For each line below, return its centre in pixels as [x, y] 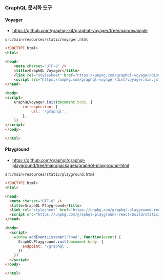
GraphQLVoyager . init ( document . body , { [53, 102]
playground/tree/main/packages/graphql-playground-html [71, 165]
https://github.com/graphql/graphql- [49, 161]
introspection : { [40, 107]
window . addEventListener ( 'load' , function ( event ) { [67, 237]
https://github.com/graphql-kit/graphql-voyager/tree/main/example [80, 31]
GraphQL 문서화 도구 [29, 7]
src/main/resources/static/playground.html [50, 175]
